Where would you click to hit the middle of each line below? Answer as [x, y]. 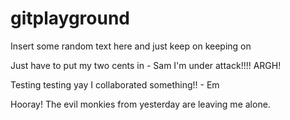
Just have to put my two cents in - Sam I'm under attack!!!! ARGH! [146, 65]
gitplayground [70, 18]
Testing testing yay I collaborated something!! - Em [115, 84]
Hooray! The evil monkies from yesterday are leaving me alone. [140, 104]
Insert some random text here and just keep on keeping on [131, 46]
